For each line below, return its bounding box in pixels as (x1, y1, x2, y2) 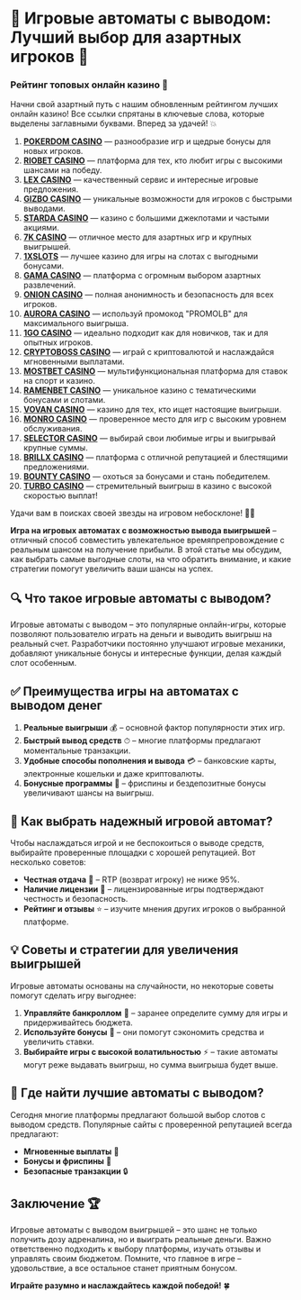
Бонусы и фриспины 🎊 (22, 1155, 112, 1166)
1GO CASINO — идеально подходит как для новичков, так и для (22, 328, 269, 339)
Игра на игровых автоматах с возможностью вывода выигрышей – (10, 525, 277, 536)
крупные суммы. (22, 442, 88, 453)
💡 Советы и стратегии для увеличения (10, 942, 239, 958)
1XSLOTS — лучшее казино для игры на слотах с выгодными (22, 251, 259, 262)
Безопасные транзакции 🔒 (22, 1166, 128, 1177)
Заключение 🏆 (10, 1195, 102, 1211)
